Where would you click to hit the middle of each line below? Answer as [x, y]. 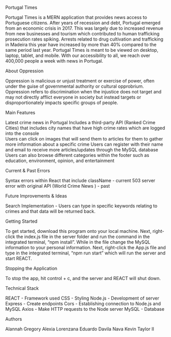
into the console [22, 133]
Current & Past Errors [28, 171]
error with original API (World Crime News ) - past [58, 186]
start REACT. [19, 258]
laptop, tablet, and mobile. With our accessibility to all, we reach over [78, 55]
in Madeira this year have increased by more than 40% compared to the [81, 45]
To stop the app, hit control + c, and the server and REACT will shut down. [83, 278]
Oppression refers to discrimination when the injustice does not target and [83, 92]
